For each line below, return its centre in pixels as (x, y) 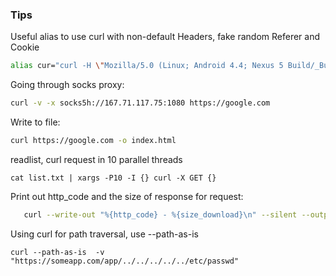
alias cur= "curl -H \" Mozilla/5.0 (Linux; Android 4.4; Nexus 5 (147, 66)
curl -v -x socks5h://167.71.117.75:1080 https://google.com (140, 103)
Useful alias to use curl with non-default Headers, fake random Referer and (165, 37)
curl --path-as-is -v (57, 252)
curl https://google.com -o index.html (93, 141)
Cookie (25, 47)
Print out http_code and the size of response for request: (127, 196)
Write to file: (35, 122)
